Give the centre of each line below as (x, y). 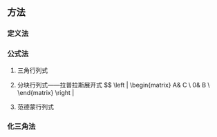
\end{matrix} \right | (46, 92)
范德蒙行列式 (35, 107)
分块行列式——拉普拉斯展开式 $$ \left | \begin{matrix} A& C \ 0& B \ (113, 85)
